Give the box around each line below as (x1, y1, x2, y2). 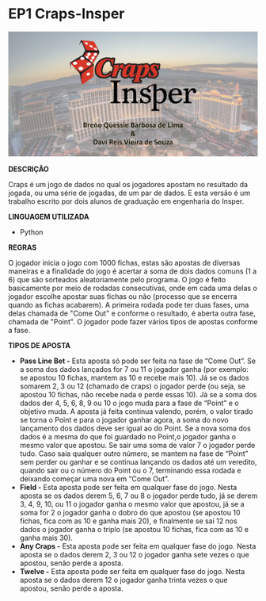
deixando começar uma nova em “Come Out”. (19, 473, 169, 484)
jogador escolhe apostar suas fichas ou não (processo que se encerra (8, 291, 237, 301)
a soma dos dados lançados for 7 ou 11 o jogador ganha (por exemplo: (19, 364, 249, 373)
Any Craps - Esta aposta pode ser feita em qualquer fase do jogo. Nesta (19, 541, 256, 551)
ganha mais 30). (19, 533, 74, 542)
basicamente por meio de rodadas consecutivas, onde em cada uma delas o (8, 283, 257, 293)
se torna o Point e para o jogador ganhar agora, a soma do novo (19, 415, 229, 424)
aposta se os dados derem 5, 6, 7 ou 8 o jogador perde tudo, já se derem (19, 491, 258, 500)
